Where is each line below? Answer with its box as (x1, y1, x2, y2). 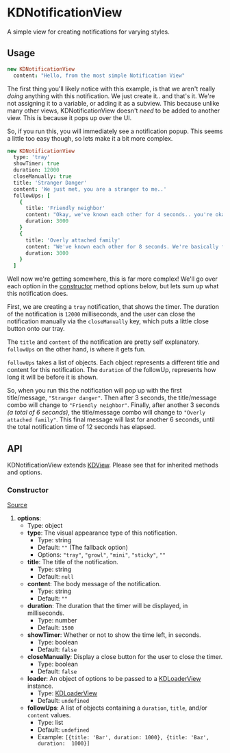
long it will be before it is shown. (7, 373, 98, 382)
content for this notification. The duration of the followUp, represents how (7, 366, 216, 374)
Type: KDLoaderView (37, 689, 98, 697)
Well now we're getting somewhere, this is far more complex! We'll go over (7, 275, 218, 283)
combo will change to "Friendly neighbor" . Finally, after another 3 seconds (7, 401, 220, 409)
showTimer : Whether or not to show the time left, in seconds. (27, 631, 201, 639)
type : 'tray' (13, 154, 51, 161)
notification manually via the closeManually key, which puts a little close (7, 317, 209, 325)
